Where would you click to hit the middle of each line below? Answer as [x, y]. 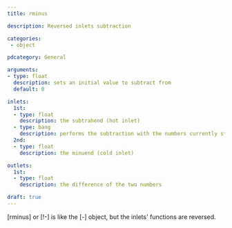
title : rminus [28, 13]
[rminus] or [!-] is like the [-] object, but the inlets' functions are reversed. [112, 217]
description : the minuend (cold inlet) [77, 153]
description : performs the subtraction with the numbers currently [118, 134]
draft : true [24, 198]
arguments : [23, 70]
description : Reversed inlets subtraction [69, 26]
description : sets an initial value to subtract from [92, 83]
